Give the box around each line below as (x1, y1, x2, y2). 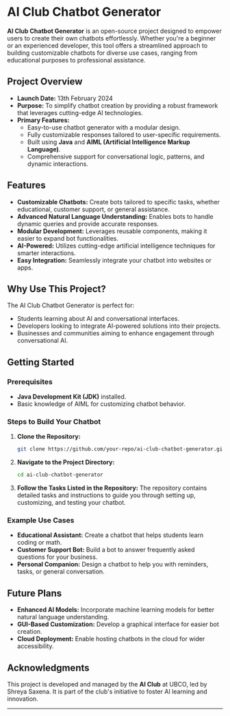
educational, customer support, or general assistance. (16, 205, 170, 213)
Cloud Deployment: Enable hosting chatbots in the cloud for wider (16, 635, 205, 643)
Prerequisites (7, 377, 53, 386)
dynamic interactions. (27, 159, 89, 168)
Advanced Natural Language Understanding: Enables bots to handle (16, 212, 214, 220)
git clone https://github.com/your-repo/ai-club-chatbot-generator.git (16, 446, 226, 453)
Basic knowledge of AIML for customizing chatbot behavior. (16, 400, 186, 408)
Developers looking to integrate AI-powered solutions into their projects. (16, 322, 221, 330)
